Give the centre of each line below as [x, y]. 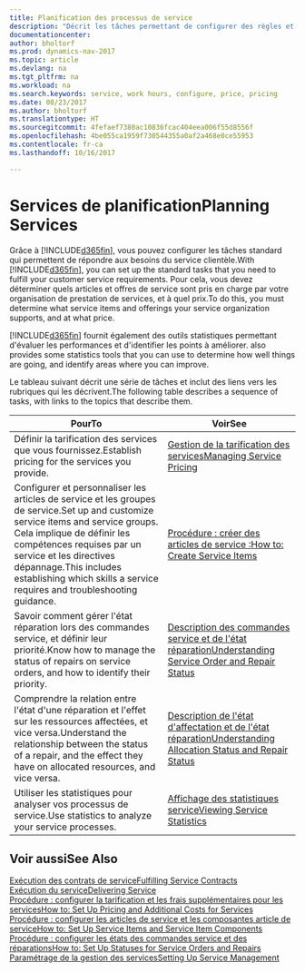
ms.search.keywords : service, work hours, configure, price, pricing [144, 93]
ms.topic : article [44, 60]
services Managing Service [224, 456]
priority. [31, 683]
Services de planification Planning [140, 206]
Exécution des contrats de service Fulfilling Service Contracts [123, 880]
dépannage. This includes [68, 566]
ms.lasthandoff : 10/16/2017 [63, 152]
